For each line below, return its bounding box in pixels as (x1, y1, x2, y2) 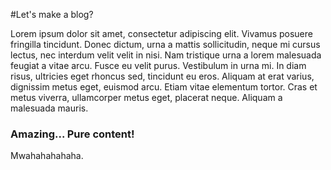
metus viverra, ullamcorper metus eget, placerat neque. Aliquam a (10, 92, 283, 103)
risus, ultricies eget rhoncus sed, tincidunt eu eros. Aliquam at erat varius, (10, 70, 315, 82)
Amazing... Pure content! (10, 127, 135, 141)
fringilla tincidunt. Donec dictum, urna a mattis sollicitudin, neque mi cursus (10, 39, 321, 50)
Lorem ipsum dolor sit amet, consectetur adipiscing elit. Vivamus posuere (10, 28, 313, 39)
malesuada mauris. (10, 102, 89, 114)
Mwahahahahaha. (10, 150, 84, 162)
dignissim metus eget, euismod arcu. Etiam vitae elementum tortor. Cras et (10, 81, 318, 93)
